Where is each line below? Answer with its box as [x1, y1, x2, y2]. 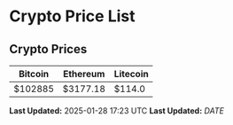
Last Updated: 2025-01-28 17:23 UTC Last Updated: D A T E [9, 105, 224, 116]
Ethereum [63, 68, 105, 80]
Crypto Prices [9, 42, 88, 57]
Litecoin [113, 68, 149, 80]
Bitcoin [19, 68, 50, 80]
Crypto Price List [9, 6, 136, 27]
